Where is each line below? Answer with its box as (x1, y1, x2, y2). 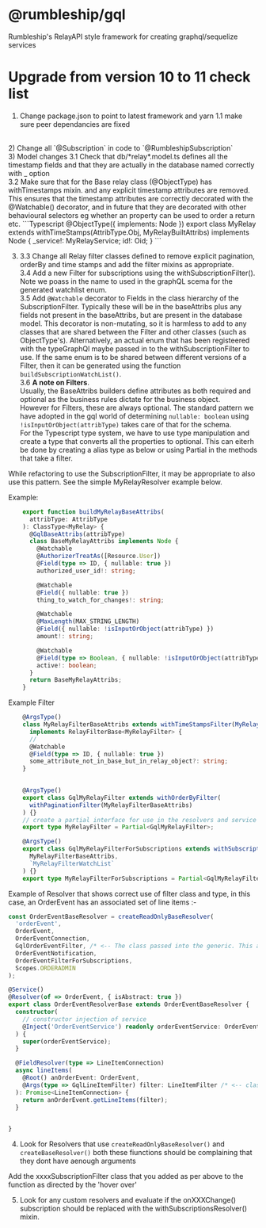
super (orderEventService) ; (22, 1037, 112, 1046)
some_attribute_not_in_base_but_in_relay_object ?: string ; (28, 757, 228, 766)
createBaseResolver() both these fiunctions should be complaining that (19, 1148, 253, 1157)
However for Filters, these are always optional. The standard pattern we (19, 403, 254, 412)
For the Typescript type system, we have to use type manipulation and (19, 428, 250, 438)
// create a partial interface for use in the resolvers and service (22, 816, 257, 824)
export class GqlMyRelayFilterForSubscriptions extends (22, 845, 211, 853)
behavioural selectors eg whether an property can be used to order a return (8, 210, 256, 220)
